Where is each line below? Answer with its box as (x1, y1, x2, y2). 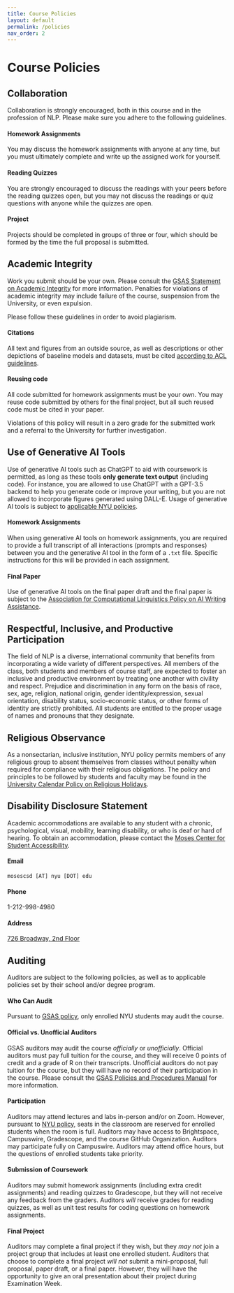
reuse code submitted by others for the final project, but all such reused (7, 398, 214, 406)
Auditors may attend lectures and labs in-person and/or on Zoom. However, (7, 1112, 225, 1120)
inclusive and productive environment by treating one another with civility (7, 674, 219, 683)
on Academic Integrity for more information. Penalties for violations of (7, 284, 208, 292)
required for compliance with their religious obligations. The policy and (7, 765, 211, 773)
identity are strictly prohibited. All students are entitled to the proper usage (7, 704, 222, 713)
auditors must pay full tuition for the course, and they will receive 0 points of (7, 1051, 227, 1060)
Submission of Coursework (7, 1165, 89, 1174)
